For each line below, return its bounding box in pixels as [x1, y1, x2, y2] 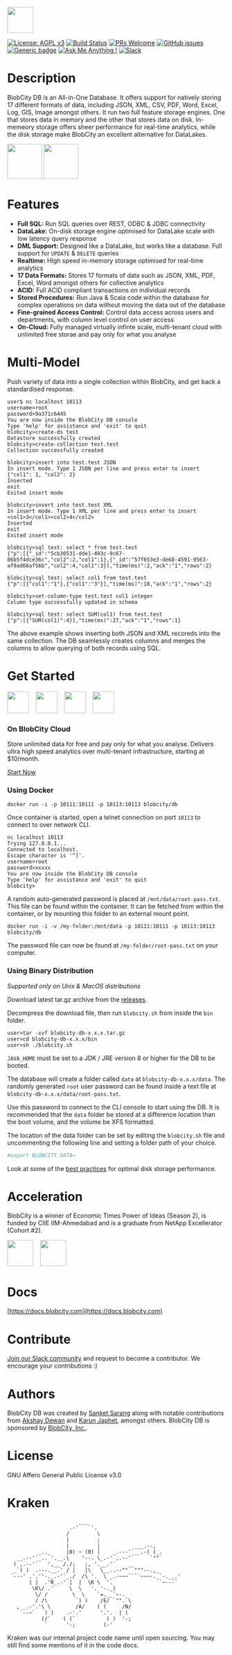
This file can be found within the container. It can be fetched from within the [7, 902, 224, 911]
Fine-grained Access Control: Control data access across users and [17, 308, 214, 316]
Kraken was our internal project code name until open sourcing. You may [7, 1633, 215, 1642]
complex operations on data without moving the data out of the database [17, 301, 226, 309]
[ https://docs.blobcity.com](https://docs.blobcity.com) [7, 1307, 163, 1316]
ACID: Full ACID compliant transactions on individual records [17, 285, 190, 294]
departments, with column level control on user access [17, 315, 175, 324]
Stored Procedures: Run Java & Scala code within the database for [17, 293, 210, 301]
